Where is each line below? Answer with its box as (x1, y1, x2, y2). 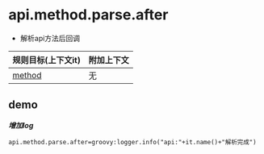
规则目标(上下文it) (12, 54, 81, 65)
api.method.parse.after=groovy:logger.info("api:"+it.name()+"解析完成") (8, 138, 257, 146)
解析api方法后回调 (19, 33, 81, 43)
